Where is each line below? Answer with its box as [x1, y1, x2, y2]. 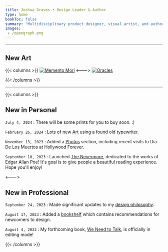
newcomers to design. [5, 216, 51, 223]
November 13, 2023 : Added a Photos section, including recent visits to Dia [5, 138, 157, 144]
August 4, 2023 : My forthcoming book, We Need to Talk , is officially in [5, 226, 151, 232]
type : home [5, 12, 28, 17]
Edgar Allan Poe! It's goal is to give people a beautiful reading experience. [5, 159, 157, 165]
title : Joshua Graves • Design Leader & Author [5, 7, 106, 13]
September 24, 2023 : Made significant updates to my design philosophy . [5, 201, 154, 208]
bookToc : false [5, 17, 37, 22]
